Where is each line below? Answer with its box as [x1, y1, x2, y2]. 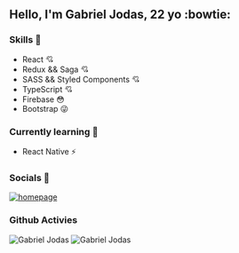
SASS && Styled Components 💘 [21, 74, 140, 84]
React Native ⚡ [21, 146, 77, 156]
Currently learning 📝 [9, 125, 99, 138]
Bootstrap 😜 [21, 103, 69, 114]
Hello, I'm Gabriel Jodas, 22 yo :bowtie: [9, 7, 231, 22]
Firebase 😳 [21, 93, 65, 105]
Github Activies [9, 214, 78, 226]
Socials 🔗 [9, 171, 51, 184]
